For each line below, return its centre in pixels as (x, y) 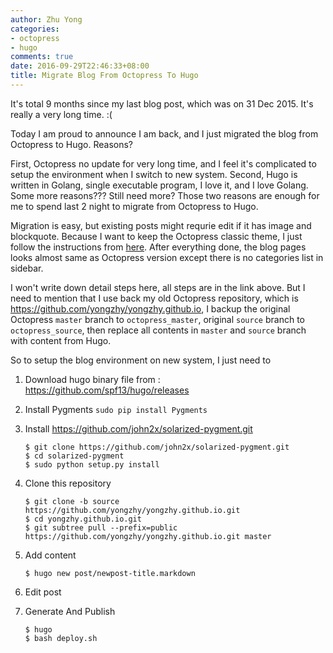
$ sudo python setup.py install (92, 464)
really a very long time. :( (61, 114)
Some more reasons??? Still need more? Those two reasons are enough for (165, 195)
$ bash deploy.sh (61, 638)
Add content (50, 555)
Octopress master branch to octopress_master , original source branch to (157, 319)
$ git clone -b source (72, 501)
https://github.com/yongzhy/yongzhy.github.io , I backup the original (150, 308)
